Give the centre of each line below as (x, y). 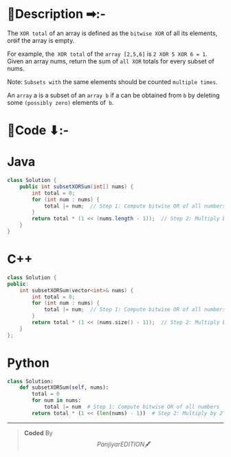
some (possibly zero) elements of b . (60, 102)
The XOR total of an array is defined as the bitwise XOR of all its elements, (112, 33)
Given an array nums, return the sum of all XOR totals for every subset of (111, 61)
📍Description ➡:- (57, 14)
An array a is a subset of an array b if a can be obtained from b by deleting (113, 95)
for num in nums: (56, 400)
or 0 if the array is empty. (41, 40)
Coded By (38, 433)
